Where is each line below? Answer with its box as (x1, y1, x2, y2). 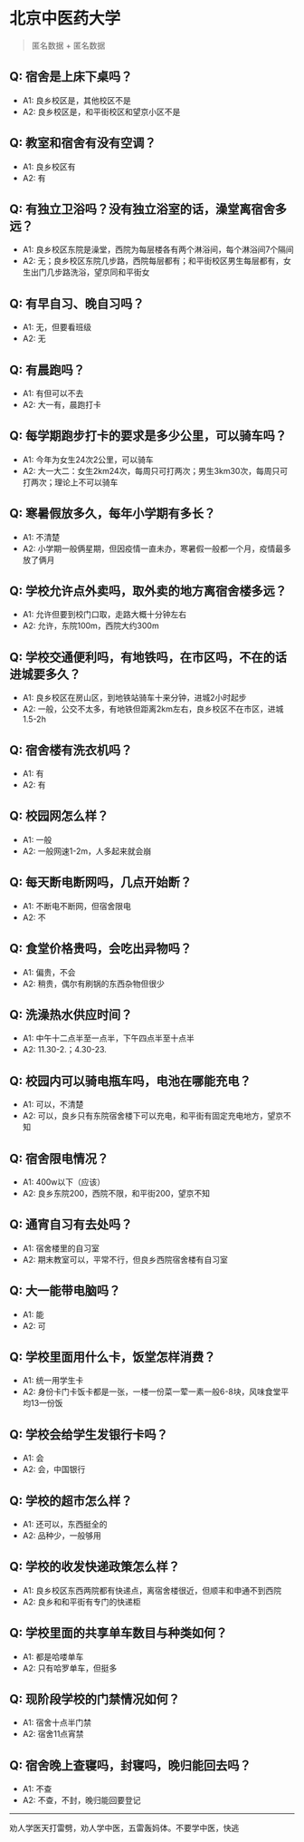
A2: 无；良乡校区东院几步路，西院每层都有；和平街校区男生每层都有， (22, 256, 283, 267)
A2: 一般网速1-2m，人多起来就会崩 (22, 845, 152, 857)
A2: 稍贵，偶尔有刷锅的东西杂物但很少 (22, 978, 165, 989)
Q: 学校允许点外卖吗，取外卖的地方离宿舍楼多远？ (9, 584, 288, 599)
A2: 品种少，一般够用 (22, 1530, 101, 1541)
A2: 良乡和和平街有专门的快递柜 (22, 1596, 141, 1607)
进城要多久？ (9, 666, 81, 682)
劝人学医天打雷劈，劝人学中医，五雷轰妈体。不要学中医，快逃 (9, 1823, 240, 1834)
